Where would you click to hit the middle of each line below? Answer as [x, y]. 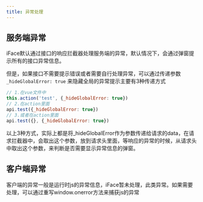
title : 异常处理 [25, 12]
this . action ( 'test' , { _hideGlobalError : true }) [67, 98]
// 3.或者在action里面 [33, 115]
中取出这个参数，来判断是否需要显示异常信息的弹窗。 [72, 148]
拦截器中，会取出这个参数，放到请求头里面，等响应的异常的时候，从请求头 [104, 140]
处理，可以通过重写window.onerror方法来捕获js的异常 [73, 192]
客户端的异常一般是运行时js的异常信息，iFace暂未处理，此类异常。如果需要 [100, 185]
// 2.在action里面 [28, 104]
